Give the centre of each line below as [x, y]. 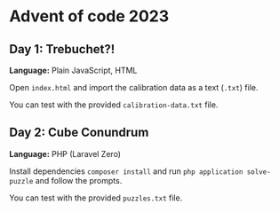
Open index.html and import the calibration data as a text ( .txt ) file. [134, 87]
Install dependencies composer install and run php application [126, 171]
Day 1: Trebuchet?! [62, 49]
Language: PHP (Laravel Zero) [65, 153]
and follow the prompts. [79, 180]
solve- [259, 172]
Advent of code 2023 [89, 16]
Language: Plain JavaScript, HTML [73, 70]
